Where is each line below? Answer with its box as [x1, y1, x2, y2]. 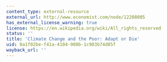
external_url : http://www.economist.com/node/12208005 [6, 14, 146, 20]
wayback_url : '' [6, 47, 47, 53]
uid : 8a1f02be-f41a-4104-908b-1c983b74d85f [6, 42, 116, 48]
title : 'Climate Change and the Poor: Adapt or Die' [6, 36, 140, 42]
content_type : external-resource [6, 8, 89, 15]
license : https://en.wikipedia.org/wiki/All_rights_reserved [6, 25, 162, 31]
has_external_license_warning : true [6, 19, 97, 25]
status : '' [6, 31, 33, 37]
